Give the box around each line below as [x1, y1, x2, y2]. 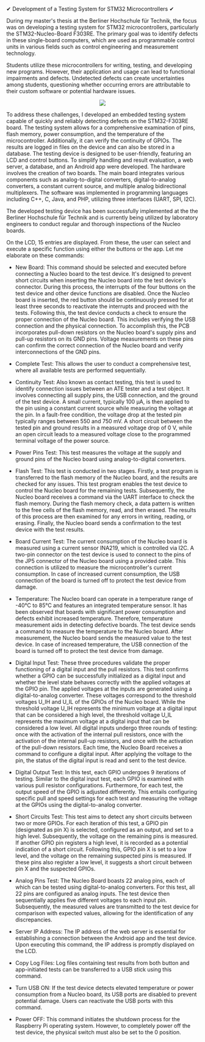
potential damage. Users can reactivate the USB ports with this [15, 997, 174, 1004]
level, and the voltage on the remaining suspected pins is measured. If [15, 852, 192, 859]
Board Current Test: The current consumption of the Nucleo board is [15, 538, 188, 545]
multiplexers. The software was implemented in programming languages [6, 189, 188, 196]
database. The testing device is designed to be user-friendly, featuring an [6, 150, 192, 157]
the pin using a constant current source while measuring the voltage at [15, 404, 193, 412]
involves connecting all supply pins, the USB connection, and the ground [15, 391, 198, 399]
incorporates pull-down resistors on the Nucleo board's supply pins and [15, 329, 196, 336]
